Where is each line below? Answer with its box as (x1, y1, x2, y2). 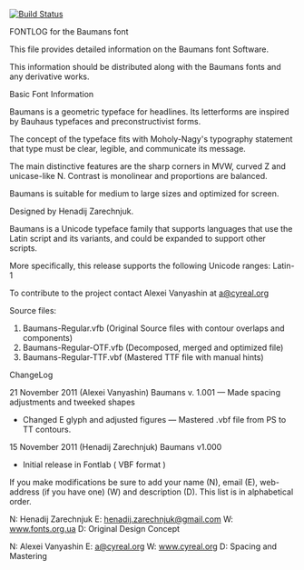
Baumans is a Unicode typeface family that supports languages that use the (9, 224, 293, 234)
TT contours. (22, 424, 72, 435)
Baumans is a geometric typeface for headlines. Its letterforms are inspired (9, 106, 289, 117)
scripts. (9, 243, 38, 254)
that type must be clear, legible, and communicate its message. (9, 144, 247, 154)
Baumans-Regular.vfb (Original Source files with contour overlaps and (22, 323, 285, 334)
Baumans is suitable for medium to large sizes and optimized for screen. (9, 188, 279, 199)
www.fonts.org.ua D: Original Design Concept (9, 524, 180, 534)
